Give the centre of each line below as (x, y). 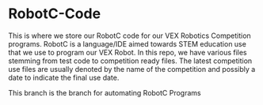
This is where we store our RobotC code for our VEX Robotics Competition (130, 36)
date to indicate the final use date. (64, 77)
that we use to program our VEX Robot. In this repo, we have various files (128, 52)
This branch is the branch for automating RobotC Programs (105, 92)
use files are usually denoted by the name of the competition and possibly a (132, 69)
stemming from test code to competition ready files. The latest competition (130, 61)
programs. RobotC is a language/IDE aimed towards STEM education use (128, 43)
